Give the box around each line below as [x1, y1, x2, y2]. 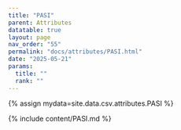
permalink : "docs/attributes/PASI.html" [8, 48, 143, 56]
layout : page [8, 33, 51, 42]
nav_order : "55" [8, 41, 61, 49]
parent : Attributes [8, 19, 72, 27]
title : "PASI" [8, 11, 55, 20]
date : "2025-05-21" [8, 56, 72, 63]
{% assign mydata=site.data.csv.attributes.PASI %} [8, 99, 175, 108]
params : [8, 63, 34, 70]
